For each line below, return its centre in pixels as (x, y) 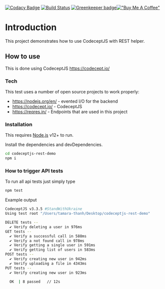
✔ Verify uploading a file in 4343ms (48, 263)
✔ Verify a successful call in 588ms (48, 236)
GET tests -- (18, 231)
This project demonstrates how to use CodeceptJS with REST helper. (75, 41)
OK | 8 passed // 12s (35, 282)
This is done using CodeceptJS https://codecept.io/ (57, 68)
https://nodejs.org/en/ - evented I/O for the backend (65, 101)
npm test (14, 191)
